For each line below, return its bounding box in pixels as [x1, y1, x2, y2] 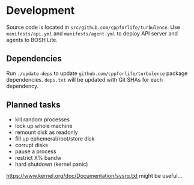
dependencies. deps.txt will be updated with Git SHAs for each [6, 76, 163, 83]
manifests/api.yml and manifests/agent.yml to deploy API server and [6, 29, 178, 37]
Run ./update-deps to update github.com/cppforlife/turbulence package [6, 70, 188, 77]
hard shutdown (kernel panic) [14, 160, 88, 168]
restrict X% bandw [14, 154, 62, 161]
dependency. [6, 82, 39, 89]
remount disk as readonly [14, 129, 78, 136]
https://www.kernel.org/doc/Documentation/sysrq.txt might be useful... [6, 172, 183, 179]
